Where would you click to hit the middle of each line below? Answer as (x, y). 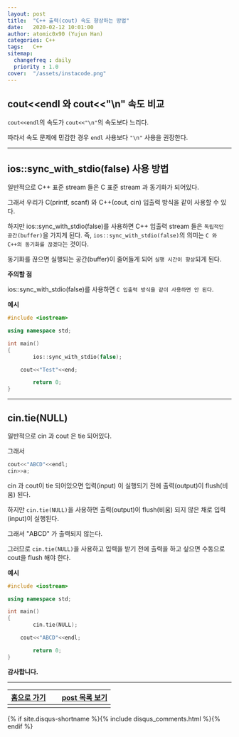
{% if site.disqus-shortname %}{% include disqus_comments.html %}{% (114, 719)
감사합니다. (23, 672)
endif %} (20, 726)
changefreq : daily (43, 60)
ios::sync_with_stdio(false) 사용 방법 (88, 169)
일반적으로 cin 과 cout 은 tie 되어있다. (60, 436)
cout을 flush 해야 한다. (39, 557)
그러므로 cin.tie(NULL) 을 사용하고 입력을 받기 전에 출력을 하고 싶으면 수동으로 (116, 549)
